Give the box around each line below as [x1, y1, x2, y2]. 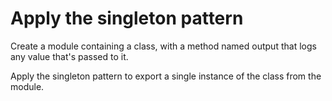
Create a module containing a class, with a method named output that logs [10, 40, 317, 52]
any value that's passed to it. [10, 50, 129, 62]
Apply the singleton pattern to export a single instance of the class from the [10, 70, 322, 82]
